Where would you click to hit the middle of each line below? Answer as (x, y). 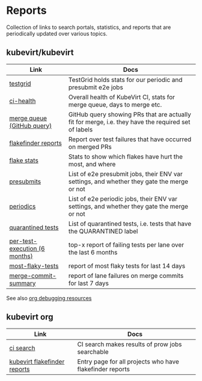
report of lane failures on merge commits (126, 276)
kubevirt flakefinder (37, 361)
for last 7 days (89, 283)
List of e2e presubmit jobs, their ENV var (126, 174)
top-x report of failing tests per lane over (126, 245)
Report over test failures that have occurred (130, 139)
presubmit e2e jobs (96, 87)
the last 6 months (93, 252)
